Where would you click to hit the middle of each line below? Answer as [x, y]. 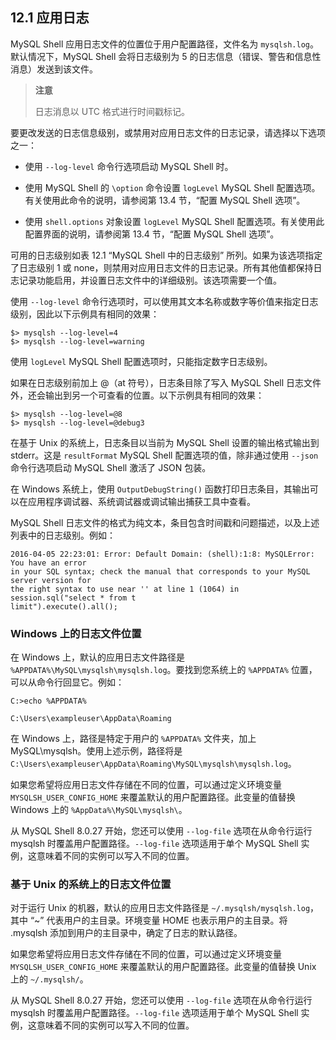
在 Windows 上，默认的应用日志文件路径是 [97, 657]
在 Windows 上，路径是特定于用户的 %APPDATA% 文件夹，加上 [133, 739]
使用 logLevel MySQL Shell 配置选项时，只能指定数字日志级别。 [141, 361]
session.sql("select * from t [73, 598]
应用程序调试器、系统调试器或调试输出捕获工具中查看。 [141, 501]
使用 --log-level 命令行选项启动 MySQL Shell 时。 [129, 166]
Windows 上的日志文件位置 [76, 633]
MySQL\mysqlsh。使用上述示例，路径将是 [96, 751]
